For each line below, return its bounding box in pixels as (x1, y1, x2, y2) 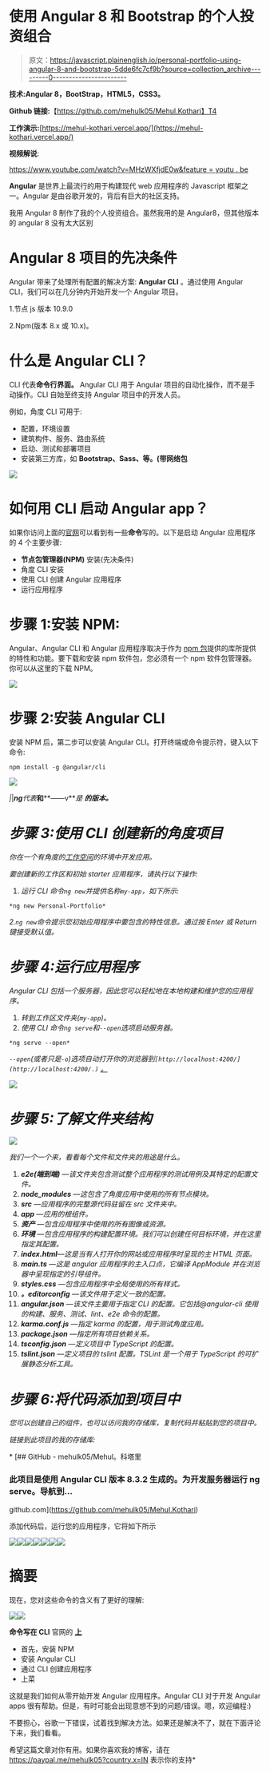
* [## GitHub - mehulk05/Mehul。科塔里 (9, 1452, 142, 1462)
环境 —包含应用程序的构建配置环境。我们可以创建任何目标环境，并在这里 (20, 1230, 261, 1239)
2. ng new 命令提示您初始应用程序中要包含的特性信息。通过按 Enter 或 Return (9, 916, 257, 927)
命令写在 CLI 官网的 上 (9, 1627, 82, 1636)
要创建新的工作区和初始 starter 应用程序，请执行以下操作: (9, 868, 198, 879)
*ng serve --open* (9, 1039, 70, 1047)
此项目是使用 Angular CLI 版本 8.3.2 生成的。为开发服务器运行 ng (9, 1474, 260, 1485)
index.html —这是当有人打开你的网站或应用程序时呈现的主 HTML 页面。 (20, 1250, 256, 1259)
